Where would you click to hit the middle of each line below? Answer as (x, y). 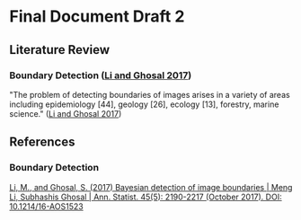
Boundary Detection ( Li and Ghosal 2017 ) (101, 75)
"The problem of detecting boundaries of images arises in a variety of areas (150, 94)
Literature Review (60, 50)
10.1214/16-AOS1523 (46, 206)
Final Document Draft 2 (97, 17)
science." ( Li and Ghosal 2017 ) (66, 113)
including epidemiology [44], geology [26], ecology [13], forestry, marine (144, 104)
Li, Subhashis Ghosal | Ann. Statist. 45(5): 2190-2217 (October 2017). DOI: (146, 197)
